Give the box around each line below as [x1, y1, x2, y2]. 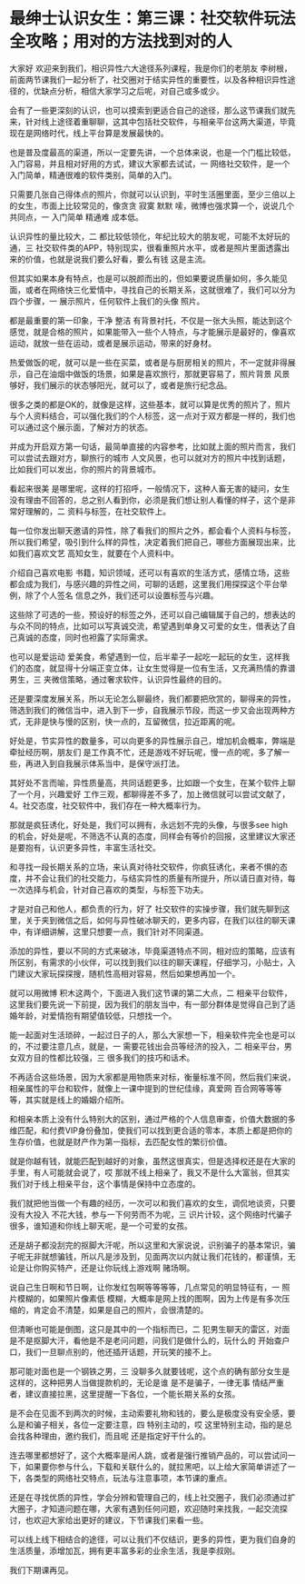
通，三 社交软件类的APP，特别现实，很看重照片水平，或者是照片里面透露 [9, 242, 282, 253]
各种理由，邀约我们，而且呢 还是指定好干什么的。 [25, 1430, 211, 1441]
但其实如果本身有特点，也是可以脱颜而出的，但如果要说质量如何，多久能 [9, 273, 280, 284]
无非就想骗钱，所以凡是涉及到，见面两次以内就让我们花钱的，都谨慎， [25, 1250, 288, 1261]
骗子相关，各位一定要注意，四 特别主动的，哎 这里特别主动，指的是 [33, 1419, 284, 1430]
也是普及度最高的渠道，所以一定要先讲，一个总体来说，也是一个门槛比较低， [9, 146, 296, 157]
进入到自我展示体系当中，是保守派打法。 [33, 758, 184, 769]
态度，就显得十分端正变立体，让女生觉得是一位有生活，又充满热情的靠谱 [25, 662, 296, 673]
